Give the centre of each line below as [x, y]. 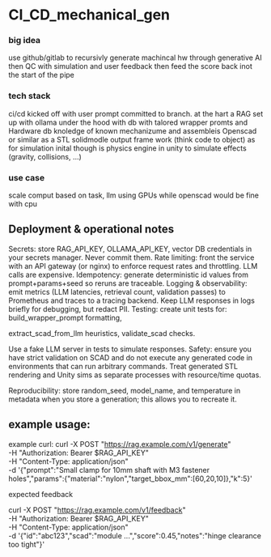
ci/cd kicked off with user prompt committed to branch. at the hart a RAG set [136, 113]
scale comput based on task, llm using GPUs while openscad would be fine [134, 195]
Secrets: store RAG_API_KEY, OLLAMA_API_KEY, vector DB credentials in [130, 249]
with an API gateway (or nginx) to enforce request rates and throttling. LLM [133, 266]
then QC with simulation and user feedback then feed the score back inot [130, 66]
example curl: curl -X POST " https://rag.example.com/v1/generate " [120, 444]
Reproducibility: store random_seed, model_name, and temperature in [125, 390]
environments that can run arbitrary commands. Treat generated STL [123, 366]
